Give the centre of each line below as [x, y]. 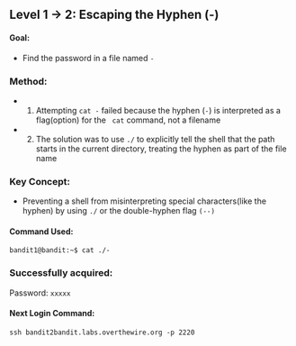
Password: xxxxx [40, 293]
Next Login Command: [52, 314]
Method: [28, 81]
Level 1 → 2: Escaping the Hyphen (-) [114, 15]
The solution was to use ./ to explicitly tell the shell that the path [155, 139]
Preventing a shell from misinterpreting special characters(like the [144, 201]
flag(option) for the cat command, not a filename [128, 120]
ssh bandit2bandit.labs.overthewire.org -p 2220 [102, 332]
